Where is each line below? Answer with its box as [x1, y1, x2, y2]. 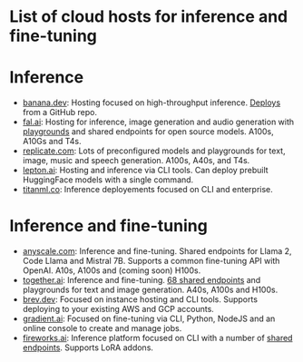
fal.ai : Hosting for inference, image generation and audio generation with [22, 116, 295, 128]
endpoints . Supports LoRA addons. [22, 342, 154, 353]
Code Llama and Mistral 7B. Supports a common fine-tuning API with [22, 256, 280, 267]
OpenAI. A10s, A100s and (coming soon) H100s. [22, 265, 201, 276]
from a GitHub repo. [22, 107, 98, 118]
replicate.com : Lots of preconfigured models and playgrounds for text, [22, 145, 286, 156]
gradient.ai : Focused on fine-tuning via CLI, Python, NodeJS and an [22, 313, 276, 324]
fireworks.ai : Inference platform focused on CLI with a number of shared [22, 333, 293, 344]
